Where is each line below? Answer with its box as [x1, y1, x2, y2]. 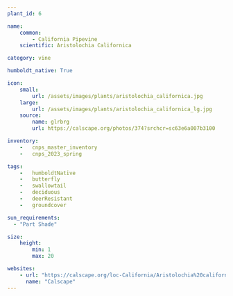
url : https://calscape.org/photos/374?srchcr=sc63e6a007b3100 [32, 125, 216, 132]
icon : [7, 80, 23, 87]
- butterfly [19, 176, 60, 183]
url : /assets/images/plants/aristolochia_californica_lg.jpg [32, 106, 213, 113]
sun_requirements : [7, 214, 60, 221]
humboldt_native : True [7, 67, 73, 74]
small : [19, 86, 39, 93]
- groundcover [19, 202, 67, 208]
